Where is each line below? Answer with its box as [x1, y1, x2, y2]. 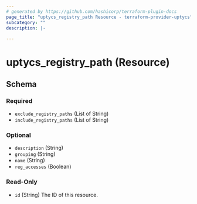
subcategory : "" [6, 19, 46, 25]
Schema [6, 79, 37, 89]
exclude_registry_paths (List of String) [14, 110, 109, 117]
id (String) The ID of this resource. [14, 191, 98, 198]
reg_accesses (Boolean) [14, 163, 72, 170]
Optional [6, 131, 31, 139]
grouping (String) [14, 151, 56, 158]
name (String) [14, 157, 45, 164]
